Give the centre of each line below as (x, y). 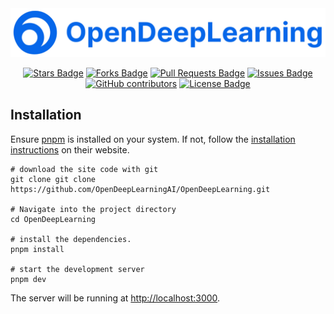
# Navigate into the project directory (93, 209)
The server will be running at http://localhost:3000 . (115, 298)
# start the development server (77, 269)
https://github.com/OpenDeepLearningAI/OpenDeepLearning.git (140, 189)
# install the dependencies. (71, 239)
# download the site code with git (84, 169)
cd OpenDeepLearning (53, 219)
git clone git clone (53, 179)
